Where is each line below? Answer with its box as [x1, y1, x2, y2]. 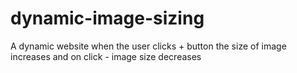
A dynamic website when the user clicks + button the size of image [10, 40, 287, 52]
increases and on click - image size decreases [10, 50, 202, 62]
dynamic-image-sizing [10, 7, 205, 30]
